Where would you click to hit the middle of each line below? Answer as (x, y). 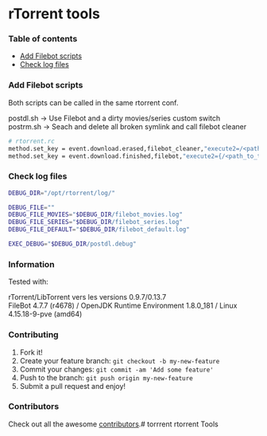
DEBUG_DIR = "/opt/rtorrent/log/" (62, 193)
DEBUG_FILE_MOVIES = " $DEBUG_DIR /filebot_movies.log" (95, 215)
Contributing (33, 335)
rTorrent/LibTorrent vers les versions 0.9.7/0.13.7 (87, 297)
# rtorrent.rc (32, 141)
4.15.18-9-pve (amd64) (45, 314)
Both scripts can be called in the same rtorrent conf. (93, 102)
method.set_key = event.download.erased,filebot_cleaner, (106, 148)
